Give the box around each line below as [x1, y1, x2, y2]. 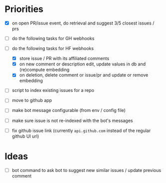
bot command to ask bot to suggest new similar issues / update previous [11, 167, 162, 173]
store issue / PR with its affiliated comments [19, 55, 110, 61]
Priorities [4, 3, 43, 15]
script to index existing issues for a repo [11, 87, 94, 93]
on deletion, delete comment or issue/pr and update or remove [19, 72, 149, 78]
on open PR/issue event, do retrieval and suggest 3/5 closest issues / [11, 20, 155, 26]
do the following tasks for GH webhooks [11, 35, 95, 41]
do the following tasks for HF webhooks [11, 45, 94, 51]
